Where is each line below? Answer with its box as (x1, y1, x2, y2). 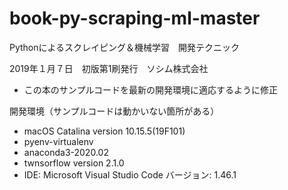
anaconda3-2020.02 (23, 146, 109, 158)
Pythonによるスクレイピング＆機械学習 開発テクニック (9, 41, 241, 53)
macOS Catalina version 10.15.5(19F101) (23, 125, 186, 137)
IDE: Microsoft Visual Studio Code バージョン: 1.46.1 (23, 168, 237, 181)
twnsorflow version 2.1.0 (23, 157, 125, 169)
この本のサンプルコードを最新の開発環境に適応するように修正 (23, 83, 279, 96)
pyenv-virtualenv (23, 135, 94, 147)
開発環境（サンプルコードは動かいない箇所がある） (9, 105, 220, 117)
